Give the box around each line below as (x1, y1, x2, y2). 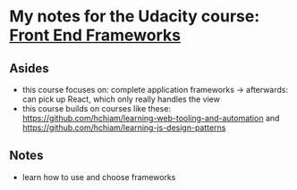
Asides (9, 61, 49, 76)
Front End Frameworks (9, 25, 182, 45)
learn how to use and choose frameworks (21, 171, 176, 182)
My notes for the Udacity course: (9, 6, 260, 27)
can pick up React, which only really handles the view (21, 94, 221, 104)
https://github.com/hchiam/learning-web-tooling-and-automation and (21, 113, 280, 123)
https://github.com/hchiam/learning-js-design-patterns (21, 122, 226, 133)
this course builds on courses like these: (21, 103, 172, 113)
